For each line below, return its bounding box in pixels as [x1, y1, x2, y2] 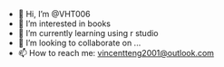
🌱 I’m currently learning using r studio [17, 28, 159, 38]
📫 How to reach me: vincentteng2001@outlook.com [17, 48, 215, 58]
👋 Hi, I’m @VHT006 [17, 9, 91, 19]
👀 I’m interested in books [17, 18, 112, 29]
